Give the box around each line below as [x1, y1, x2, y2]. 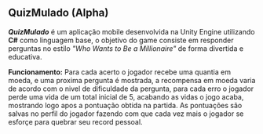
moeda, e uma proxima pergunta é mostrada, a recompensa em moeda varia [8, 75, 256, 85]
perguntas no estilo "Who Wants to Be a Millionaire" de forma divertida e [8, 43, 244, 53]
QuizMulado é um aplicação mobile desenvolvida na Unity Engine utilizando [8, 27, 255, 36]
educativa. [8, 52, 42, 61]
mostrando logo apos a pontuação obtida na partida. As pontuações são [8, 100, 243, 110]
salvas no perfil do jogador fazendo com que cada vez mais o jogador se [8, 109, 244, 118]
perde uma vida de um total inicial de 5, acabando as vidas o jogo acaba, [8, 92, 244, 101]
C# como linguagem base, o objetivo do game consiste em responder [8, 35, 234, 45]
